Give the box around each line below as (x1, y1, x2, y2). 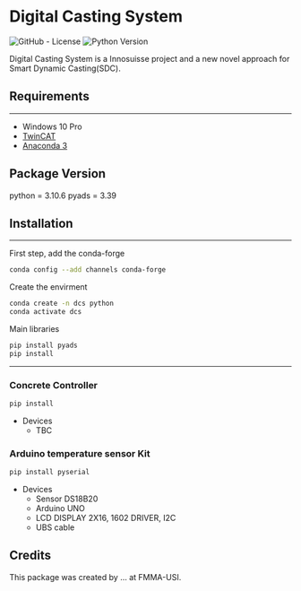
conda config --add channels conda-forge (9, 265, 167, 274)
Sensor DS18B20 (35, 493, 99, 504)
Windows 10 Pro (21, 121, 82, 132)
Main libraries (9, 324, 60, 334)
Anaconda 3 (21, 140, 68, 151)
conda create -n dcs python (9, 299, 115, 309)
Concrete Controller (9, 378, 99, 391)
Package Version (9, 166, 106, 181)
